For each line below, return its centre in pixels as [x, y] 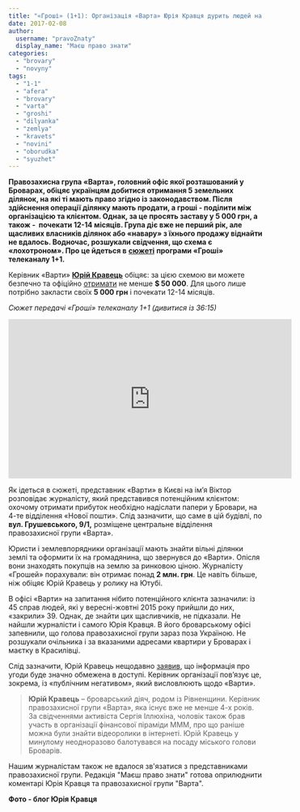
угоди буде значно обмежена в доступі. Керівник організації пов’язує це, [135, 675]
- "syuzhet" [36, 159]
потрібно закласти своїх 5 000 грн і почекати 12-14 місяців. [112, 292]
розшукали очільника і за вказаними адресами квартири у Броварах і [130, 642]
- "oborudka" [38, 151]
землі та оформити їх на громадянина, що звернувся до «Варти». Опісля [134, 557]
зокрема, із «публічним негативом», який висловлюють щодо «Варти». [132, 683]
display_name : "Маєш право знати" [74, 46]
